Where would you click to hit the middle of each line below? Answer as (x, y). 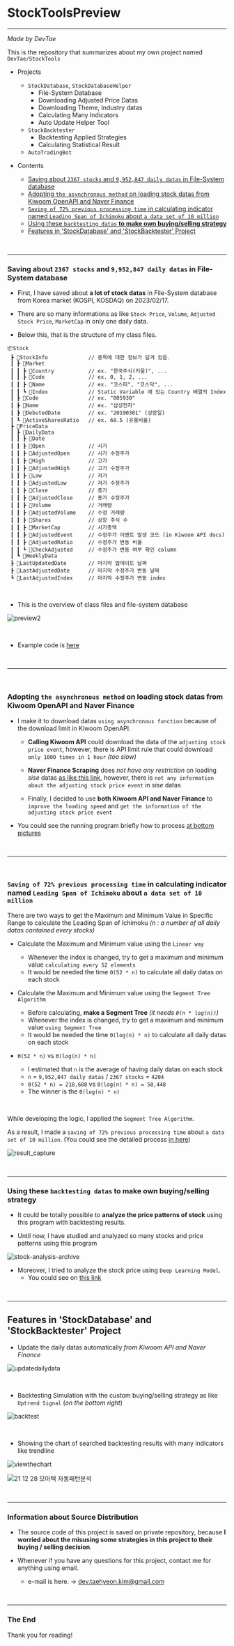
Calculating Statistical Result (79, 144)
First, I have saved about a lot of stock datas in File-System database (117, 293)
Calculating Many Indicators (78, 115)
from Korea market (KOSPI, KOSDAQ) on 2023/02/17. (93, 301)
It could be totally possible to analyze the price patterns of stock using (120, 1215)
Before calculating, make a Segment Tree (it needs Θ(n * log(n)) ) (123, 1012)
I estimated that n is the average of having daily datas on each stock (125, 1069)
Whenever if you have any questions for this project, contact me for (114, 1561)
